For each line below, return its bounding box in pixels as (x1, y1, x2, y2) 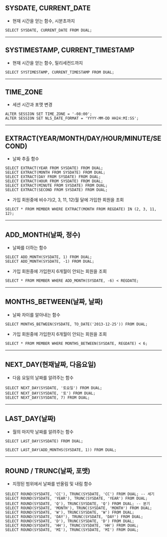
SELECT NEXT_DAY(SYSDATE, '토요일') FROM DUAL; (5, 385, 103, 390)
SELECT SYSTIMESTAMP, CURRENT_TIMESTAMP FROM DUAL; (5, 70, 114, 75)
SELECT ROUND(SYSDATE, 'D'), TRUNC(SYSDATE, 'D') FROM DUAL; (5, 519, 135, 524)
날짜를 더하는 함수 (12, 245, 47, 251)
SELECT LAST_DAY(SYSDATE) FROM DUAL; (5, 438, 83, 443)
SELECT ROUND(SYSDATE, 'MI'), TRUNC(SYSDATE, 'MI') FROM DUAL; (5, 528, 139, 533)
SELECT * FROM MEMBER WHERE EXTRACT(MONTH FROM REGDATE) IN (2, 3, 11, (5, 207, 157, 212)
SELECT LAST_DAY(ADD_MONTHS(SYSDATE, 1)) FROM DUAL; (5, 447, 117, 452)
